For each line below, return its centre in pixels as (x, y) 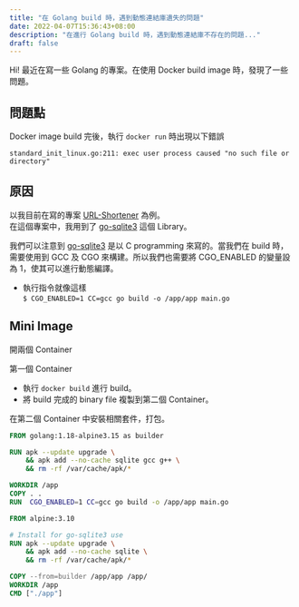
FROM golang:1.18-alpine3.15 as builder (87, 436)
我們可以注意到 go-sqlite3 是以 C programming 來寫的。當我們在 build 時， (149, 245)
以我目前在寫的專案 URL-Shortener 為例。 (87, 215)
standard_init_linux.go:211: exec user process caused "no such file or (149, 154)
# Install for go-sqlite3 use (67, 535)
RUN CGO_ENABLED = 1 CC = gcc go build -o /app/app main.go (119, 502)
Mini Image (42, 326)
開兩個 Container (41, 349)
